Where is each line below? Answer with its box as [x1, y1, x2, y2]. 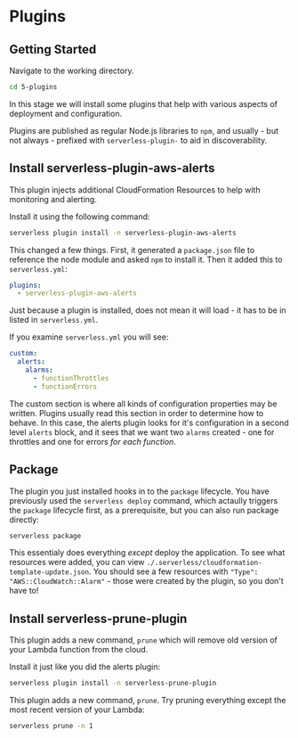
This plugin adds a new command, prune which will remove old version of [9, 635, 278, 645]
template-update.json [9, 568, 90, 577]
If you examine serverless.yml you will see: [9, 332, 169, 342]
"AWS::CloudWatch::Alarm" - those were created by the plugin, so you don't [9, 576, 285, 586]
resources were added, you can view [9, 557, 145, 568]
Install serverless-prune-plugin [9, 611, 188, 626]
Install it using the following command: [9, 211, 150, 222]
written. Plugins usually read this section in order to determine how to [9, 407, 264, 418]
